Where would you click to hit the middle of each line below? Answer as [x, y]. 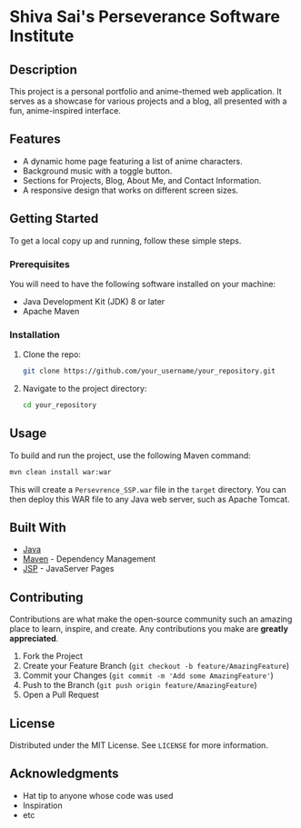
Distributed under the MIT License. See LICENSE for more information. [139, 745]
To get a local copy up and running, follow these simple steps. [125, 240]
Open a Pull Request [61, 695]
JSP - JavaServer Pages [68, 569]
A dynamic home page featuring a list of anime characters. [132, 161]
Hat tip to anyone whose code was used [98, 795]
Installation [35, 334]
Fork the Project [53, 656]
